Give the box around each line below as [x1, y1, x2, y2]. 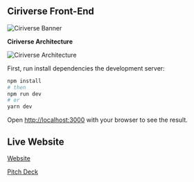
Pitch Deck [7, 167, 38, 176]
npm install [7, 78, 42, 84]
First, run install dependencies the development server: [7, 64, 165, 72]
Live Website [7, 136, 64, 147]
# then [7, 84, 26, 91]
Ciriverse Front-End [7, 6, 95, 17]
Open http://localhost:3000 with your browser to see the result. [7, 116, 188, 124]
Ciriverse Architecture [7, 37, 73, 46]
